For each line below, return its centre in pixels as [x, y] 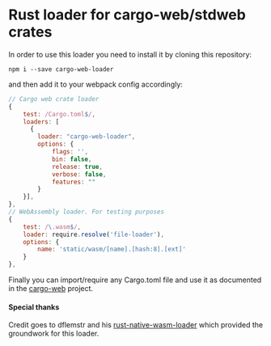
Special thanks [34, 307]
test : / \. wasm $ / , [52, 227]
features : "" [73, 182]
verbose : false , [79, 174]
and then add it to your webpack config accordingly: [96, 84]
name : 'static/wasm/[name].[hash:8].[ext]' [112, 249]
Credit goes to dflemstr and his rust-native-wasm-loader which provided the [136, 325]
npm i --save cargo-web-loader [61, 69]
